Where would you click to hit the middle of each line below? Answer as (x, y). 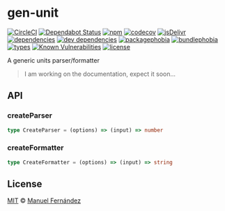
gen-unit (33, 13)
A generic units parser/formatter (53, 60)
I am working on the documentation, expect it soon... (100, 74)
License (25, 184)
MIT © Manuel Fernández (44, 201)
